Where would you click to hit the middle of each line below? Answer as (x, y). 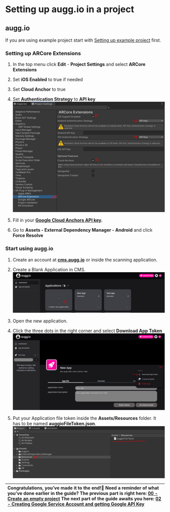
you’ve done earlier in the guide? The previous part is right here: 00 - (82, 493)
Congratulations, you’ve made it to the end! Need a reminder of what (83, 488)
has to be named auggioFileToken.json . (54, 423)
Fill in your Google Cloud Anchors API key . (57, 220)
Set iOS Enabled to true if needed (48, 80)
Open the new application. (40, 321)
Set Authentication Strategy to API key (54, 99)
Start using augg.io (29, 248)
